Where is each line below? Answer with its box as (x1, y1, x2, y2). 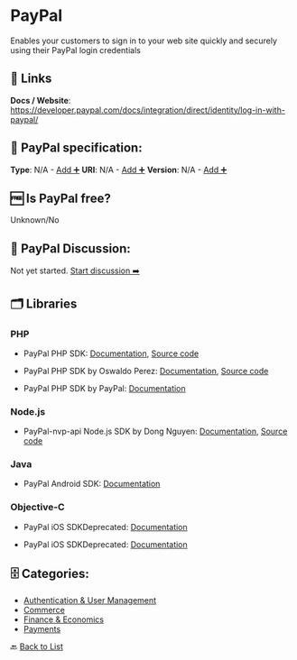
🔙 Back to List (10, 641, 64, 652)
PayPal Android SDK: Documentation (23, 479, 161, 490)
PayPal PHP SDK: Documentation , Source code (23, 348, 200, 359)
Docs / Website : (10, 95, 71, 105)
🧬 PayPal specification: (10, 141, 143, 156)
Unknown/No (10, 215, 60, 225)
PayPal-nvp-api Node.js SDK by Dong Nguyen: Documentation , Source (23, 426, 288, 437)
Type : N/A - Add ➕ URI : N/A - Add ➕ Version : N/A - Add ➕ (10, 164, 227, 175)
